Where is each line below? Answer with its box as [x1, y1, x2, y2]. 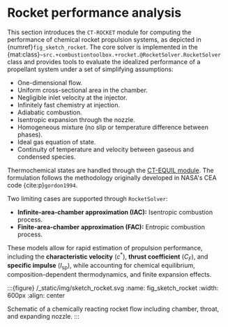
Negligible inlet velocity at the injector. [17, 93, 128, 102]
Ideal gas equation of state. [17, 137, 96, 146]
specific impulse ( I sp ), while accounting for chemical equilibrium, [7, 261, 195, 271]
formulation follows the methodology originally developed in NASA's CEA [7, 173, 218, 182]
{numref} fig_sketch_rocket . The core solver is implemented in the [7, 43, 198, 51]
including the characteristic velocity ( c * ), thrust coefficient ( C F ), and [7, 251, 208, 262]
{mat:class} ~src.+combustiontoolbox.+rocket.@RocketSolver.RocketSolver [7, 50, 221, 59]
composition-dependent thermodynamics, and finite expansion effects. [7, 271, 212, 279]
